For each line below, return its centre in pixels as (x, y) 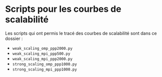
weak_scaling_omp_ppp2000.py (42, 48)
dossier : (14, 38)
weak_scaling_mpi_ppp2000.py (42, 59)
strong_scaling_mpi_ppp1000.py (45, 69)
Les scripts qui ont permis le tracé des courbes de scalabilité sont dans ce (81, 33)
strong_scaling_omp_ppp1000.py (45, 64)
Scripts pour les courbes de (63, 9)
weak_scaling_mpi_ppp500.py (41, 54)
